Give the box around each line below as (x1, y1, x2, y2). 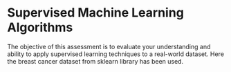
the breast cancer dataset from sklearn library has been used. (7, 57, 184, 65)
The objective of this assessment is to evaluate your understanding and (7, 42, 211, 51)
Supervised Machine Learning (7, 5, 185, 21)
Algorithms (7, 19, 73, 35)
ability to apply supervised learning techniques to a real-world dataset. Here (7, 50, 225, 58)
